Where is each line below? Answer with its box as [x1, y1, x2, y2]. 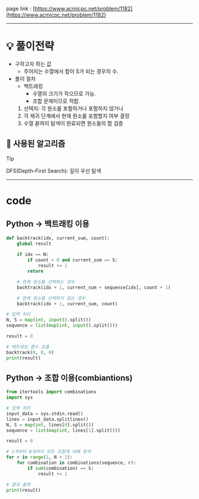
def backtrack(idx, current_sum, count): [6, 235, 110, 241]
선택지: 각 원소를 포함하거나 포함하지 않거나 [23, 105, 124, 112]
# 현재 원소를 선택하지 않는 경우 [17, 295, 86, 301]
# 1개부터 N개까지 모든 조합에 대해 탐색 [6, 449, 91, 455]
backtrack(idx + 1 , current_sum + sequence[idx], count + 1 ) [17, 285, 171, 290]
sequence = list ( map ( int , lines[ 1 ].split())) [6, 427, 120, 433]
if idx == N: [17, 252, 49, 258]
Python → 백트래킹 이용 [6, 219, 90, 229]
